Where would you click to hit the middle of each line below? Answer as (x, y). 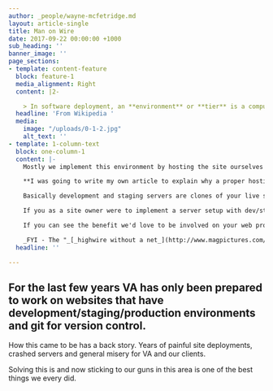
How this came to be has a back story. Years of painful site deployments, (131, 345)
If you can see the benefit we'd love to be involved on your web (138, 225)
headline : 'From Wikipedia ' (65, 114)
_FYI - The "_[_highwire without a (83, 240)
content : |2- (38, 91)
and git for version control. (77, 326)
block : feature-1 (45, 76)
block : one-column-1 (50, 151)
